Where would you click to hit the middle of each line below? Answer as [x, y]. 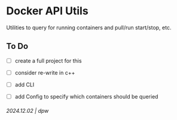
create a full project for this [48, 60]
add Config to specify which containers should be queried [86, 96]
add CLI [25, 84]
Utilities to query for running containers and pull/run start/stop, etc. [89, 27]
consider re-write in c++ [45, 72]
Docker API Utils [47, 11]
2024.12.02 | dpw [28, 110]
